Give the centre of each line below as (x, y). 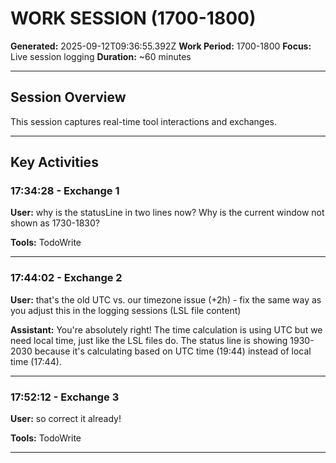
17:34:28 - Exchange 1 (65, 191)
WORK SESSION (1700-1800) (133, 18)
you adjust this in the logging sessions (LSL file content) (126, 310)
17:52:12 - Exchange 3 (65, 397)
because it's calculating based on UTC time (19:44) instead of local (173, 351)
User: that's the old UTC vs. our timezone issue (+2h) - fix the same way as (166, 299)
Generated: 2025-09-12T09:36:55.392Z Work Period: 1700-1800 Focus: (161, 46)
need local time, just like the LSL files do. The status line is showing (149, 340)
